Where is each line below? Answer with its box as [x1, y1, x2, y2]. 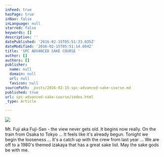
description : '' [5, 35, 38, 40]
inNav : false [5, 16, 32, 21]
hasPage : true [5, 12, 34, 17]
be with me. [5, 147, 29, 153]
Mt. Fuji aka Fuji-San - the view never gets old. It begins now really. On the [5, 126, 156, 132]
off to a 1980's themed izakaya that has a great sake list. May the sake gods [5, 142, 159, 148]
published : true [5, 90, 38, 95]
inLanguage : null [5, 21, 41, 26]
